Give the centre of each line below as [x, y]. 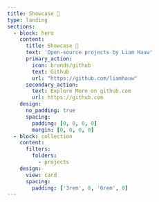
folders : [45, 156]
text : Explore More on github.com [82, 91]
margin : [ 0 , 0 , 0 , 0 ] [63, 130]
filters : [38, 149]
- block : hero [34, 33]
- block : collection [43, 136]
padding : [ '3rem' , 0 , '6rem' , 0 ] [80, 188]
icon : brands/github [62, 65]
